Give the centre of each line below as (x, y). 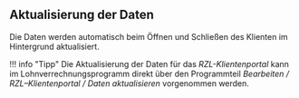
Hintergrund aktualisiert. (54, 46)
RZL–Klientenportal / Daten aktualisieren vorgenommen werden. (129, 83)
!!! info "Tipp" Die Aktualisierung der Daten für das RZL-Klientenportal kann (149, 64)
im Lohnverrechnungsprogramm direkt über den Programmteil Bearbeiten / (149, 73)
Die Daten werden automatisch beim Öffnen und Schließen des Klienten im (149, 36)
